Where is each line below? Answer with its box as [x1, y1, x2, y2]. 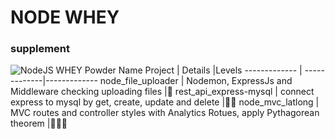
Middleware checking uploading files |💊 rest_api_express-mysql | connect [10, 86, 315, 98]
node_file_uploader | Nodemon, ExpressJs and [99, 75, 293, 87]
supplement [10, 42, 71, 56]
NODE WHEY [10, 6, 120, 29]
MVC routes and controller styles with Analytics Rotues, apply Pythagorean [10, 107, 320, 119]
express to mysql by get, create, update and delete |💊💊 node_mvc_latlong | [10, 96, 320, 108]
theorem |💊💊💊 [10, 117, 68, 130]
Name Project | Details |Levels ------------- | [118, 64, 303, 76]
